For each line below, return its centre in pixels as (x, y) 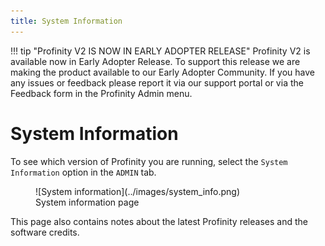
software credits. (45, 232)
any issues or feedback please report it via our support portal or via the (157, 82)
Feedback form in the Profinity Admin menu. (101, 93)
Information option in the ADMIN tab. (83, 172)
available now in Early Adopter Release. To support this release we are (155, 61)
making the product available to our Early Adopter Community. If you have (162, 72)
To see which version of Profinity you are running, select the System (149, 161)
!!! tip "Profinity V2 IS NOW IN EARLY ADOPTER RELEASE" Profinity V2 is (160, 51)
